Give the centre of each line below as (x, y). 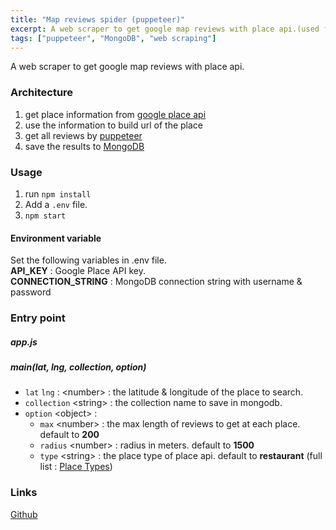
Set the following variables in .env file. (88, 260)
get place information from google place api (115, 114)
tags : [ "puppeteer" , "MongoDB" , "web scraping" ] (113, 38)
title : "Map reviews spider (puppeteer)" (98, 19)
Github (24, 514)
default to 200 (69, 435)
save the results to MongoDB (84, 146)
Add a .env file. (56, 204)
